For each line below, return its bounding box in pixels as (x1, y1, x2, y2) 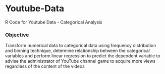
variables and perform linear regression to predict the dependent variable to (5, 53, 161, 59)
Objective (5, 31, 29, 38)
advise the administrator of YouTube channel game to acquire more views (5, 58, 156, 64)
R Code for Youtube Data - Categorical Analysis (5, 19, 103, 25)
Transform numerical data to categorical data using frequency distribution (5, 43, 156, 49)
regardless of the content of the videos (5, 63, 85, 69)
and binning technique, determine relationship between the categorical (5, 48, 150, 54)
